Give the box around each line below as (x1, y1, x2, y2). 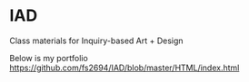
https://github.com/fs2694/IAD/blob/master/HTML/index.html (9, 62, 240, 73)
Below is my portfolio (9, 52, 88, 63)
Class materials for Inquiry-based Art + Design (9, 35, 184, 46)
